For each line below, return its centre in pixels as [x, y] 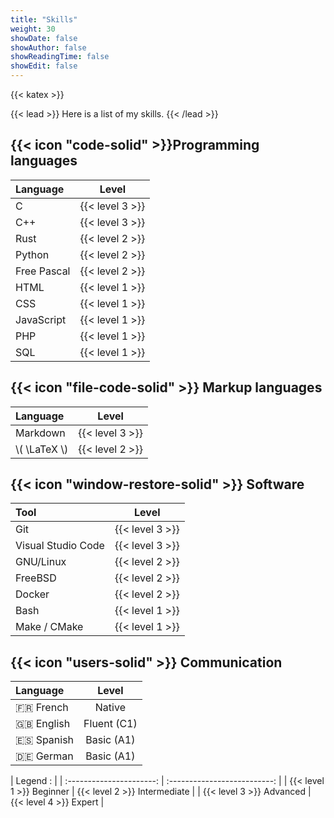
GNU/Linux [41, 562]
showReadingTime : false [60, 57]
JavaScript [41, 319]
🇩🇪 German [44, 756]
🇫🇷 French [42, 708]
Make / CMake [49, 627]
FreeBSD [36, 578]
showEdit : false [44, 66]
